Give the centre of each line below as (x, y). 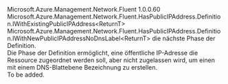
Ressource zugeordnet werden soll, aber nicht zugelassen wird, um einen (111, 60)
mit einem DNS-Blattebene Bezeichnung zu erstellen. (82, 67)
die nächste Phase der (184, 38)
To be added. (26, 74)
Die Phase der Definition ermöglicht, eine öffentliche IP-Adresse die (103, 53)
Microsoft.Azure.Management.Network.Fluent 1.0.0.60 (84, 9)
